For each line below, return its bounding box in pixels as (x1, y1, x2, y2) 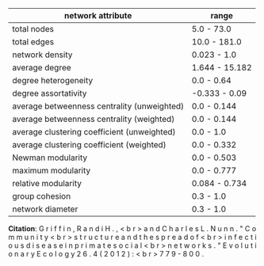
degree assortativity (12, 88, 87, 98)
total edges (12, 36, 54, 47)
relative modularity (12, 178, 82, 188)
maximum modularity (12, 165, 91, 176)
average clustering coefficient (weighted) (12, 139, 166, 150)
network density (12, 49, 73, 60)
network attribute (64, 10, 132, 21)
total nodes (12, 24, 54, 34)
